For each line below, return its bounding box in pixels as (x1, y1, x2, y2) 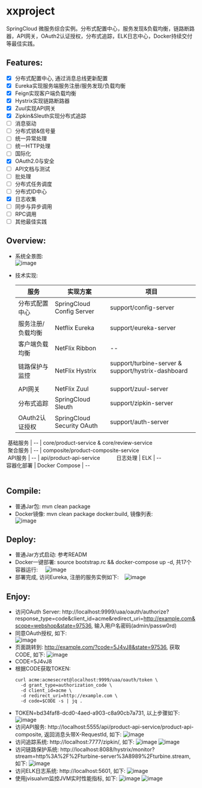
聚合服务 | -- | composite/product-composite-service (7, 447, 139, 454)
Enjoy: (6, 591, 31, 601)
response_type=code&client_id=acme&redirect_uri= (14, 615, 144, 622)
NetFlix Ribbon (55, 344, 96, 352)
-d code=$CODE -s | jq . (20, 698, 83, 704)
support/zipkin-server (110, 399, 173, 407)
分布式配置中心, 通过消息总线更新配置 (14, 74, 108, 82)
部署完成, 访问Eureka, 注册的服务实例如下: (14, 574, 119, 581)
